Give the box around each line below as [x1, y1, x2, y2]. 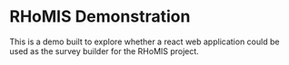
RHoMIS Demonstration [9, 6, 191, 27]
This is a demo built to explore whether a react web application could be [9, 36, 280, 47]
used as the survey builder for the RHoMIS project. [9, 45, 200, 56]
